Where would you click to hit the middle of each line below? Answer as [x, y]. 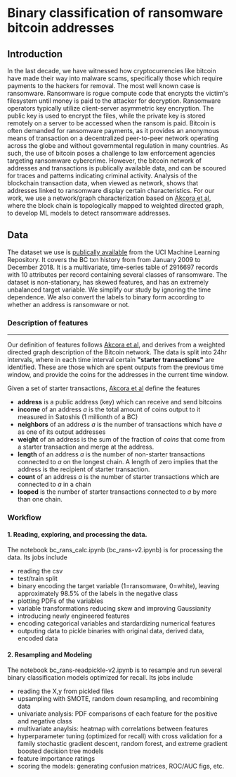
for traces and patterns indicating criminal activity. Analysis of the [103, 175]
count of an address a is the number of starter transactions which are [118, 477]
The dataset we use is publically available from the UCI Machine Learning [113, 252]
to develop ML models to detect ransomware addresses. [89, 213]
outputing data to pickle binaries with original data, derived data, [111, 631]
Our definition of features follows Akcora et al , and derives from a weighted [116, 345]
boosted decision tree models [60, 751]
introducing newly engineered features [73, 616]
